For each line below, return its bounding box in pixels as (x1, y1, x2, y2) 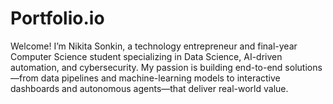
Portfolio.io (10, 7, 105, 30)
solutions (284, 61, 323, 73)
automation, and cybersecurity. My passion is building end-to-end (10, 61, 283, 73)
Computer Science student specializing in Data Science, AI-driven (10, 50, 283, 62)
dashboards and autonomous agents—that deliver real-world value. (10, 82, 289, 94)
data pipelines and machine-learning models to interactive (40, 72, 281, 84)
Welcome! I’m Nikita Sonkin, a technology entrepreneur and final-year (10, 40, 298, 52)
